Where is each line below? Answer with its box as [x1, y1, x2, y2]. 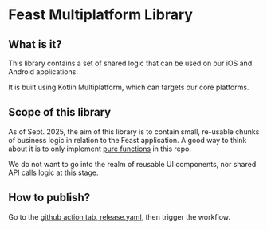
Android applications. [8, 67, 78, 77]
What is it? [8, 38, 62, 51]
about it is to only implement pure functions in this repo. [8, 144, 192, 153]
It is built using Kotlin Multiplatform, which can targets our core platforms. [8, 82, 249, 92]
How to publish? [8, 191, 90, 204]
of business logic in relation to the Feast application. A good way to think [8, 135, 247, 145]
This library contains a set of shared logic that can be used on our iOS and [8, 58, 253, 68]
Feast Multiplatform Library [8, 6, 194, 24]
